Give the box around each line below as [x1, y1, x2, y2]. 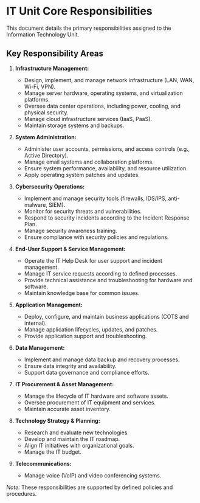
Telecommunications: [15, 460, 72, 467]
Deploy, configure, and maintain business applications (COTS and [24, 313, 189, 320]
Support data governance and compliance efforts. [24, 369, 150, 376]
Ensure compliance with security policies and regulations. [24, 233, 169, 241]
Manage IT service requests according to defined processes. [24, 269, 178, 277]
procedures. [6, 490, 37, 497]
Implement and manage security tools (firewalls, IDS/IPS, [24, 195, 167, 202]
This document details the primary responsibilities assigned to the [6, 24, 171, 32]
